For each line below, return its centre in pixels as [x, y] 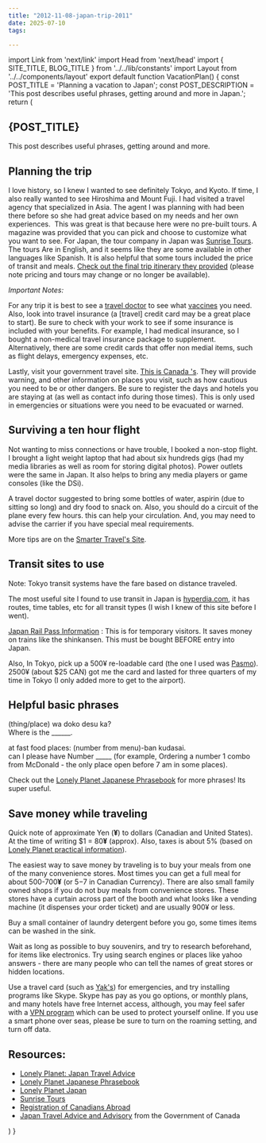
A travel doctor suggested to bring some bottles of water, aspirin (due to [126, 498]
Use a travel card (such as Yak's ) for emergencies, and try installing [119, 987]
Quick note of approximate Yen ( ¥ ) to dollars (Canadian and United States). [131, 833]
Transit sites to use [56, 564]
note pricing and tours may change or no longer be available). [109, 274]
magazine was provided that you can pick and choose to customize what [128, 232]
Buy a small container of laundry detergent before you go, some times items [133, 923]
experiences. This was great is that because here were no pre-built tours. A [133, 224]
